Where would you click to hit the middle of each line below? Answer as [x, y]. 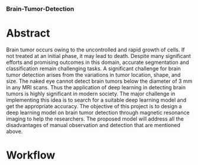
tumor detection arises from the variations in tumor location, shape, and [93, 75]
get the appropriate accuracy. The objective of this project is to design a [94, 106]
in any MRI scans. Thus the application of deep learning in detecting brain [96, 87]
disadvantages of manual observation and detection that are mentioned [93, 125]
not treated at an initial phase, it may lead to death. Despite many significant [98, 56]
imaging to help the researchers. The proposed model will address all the [95, 119]
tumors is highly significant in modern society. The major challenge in [91, 93]
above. [14, 131]
